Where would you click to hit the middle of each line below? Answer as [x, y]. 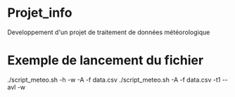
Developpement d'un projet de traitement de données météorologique [109, 32]
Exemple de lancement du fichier [106, 60]
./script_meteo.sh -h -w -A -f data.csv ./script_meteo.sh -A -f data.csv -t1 [114, 80]
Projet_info [40, 13]
